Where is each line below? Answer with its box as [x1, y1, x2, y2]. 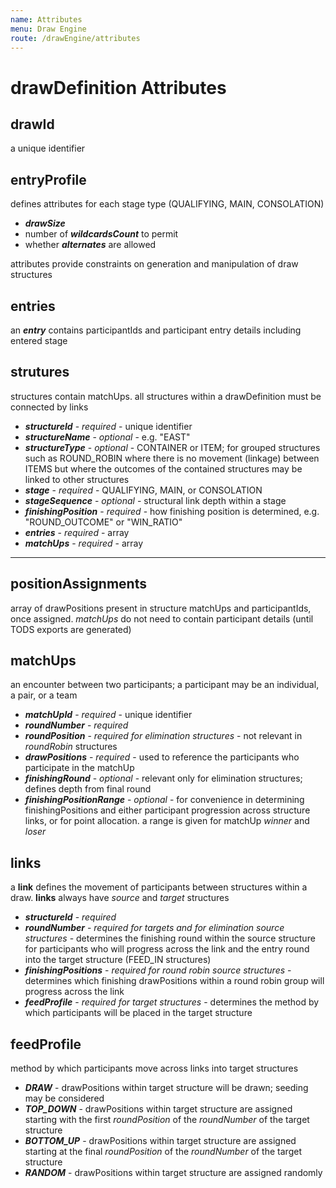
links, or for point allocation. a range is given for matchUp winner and [24, 815, 310, 827]
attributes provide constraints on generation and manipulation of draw [10, 258, 299, 270]
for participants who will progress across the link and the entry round [24, 943, 310, 955]
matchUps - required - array [24, 537, 144, 549]
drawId [10, 116, 55, 133]
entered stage [10, 335, 68, 346]
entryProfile [10, 171, 87, 188]
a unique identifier [10, 142, 86, 155]
